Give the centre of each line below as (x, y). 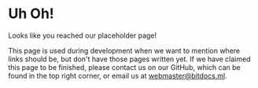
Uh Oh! (31, 14)
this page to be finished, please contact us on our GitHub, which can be (125, 67)
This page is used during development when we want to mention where (124, 50)
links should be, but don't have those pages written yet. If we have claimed (129, 59)
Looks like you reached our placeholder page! (83, 35)
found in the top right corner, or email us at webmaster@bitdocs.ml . (118, 75)
